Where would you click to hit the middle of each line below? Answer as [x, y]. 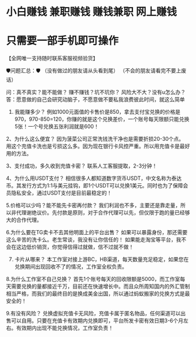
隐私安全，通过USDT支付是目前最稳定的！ [62, 193]
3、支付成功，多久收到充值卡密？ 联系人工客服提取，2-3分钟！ [82, 166]
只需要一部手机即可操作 [62, 41]
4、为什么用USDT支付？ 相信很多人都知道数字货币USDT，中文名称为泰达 [94, 178]
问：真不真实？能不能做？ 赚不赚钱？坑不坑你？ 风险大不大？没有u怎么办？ [96, 92]
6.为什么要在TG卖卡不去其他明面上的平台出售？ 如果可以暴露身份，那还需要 [97, 232]
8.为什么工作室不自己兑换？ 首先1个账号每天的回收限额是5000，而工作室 [93, 279]
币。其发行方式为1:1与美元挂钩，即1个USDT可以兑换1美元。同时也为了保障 [94, 186]
